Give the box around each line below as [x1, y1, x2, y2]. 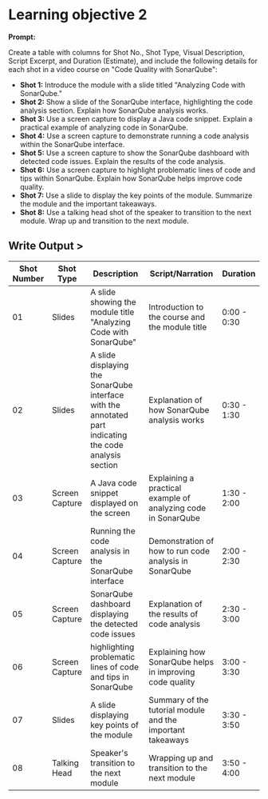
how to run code [148, 545, 210, 557]
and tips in [90, 671, 129, 682]
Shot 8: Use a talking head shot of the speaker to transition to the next [19, 207, 252, 217]
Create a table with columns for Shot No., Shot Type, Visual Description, [8, 47, 245, 57]
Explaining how [148, 646, 206, 657]
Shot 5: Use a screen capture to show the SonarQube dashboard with [19, 148, 250, 158]
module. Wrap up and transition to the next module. [19, 216, 189, 226]
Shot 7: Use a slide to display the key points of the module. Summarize [19, 190, 253, 200]
